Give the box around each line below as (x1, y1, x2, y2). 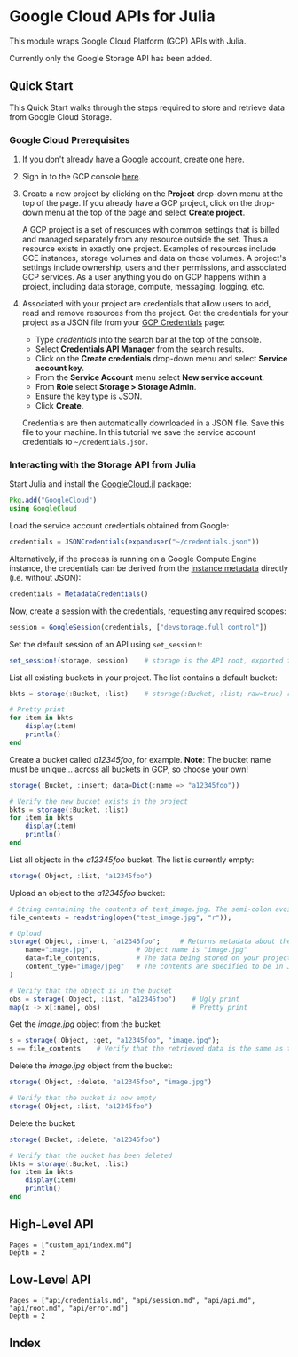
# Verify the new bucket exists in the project (9, 797, 189, 805)
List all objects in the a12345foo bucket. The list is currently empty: (9, 854, 255, 865)
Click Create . (35, 401, 84, 411)
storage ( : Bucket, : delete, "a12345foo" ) (9, 1135, 161, 1144)
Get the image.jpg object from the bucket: (9, 1019, 162, 1029)
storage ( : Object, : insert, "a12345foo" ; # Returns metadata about (9, 937, 276, 947)
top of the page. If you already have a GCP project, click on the (21, 198, 253, 209)
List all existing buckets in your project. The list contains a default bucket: (9, 672, 278, 683)
